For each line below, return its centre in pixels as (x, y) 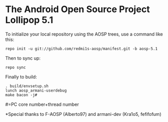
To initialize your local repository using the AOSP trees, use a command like (84, 34)
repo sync (16, 67)
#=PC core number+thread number (42, 104)
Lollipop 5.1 (29, 20)
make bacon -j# (21, 95)
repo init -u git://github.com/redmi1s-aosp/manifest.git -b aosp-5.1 (81, 49)
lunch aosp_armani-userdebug (36, 90)
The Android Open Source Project (78, 9)
